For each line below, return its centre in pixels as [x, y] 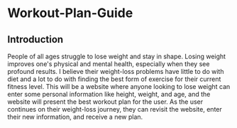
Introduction [35, 39]
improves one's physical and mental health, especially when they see [109, 64]
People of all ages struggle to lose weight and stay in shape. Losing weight [116, 56]
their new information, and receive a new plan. [75, 117]
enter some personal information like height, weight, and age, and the [109, 94]
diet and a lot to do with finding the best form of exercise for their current [114, 79]
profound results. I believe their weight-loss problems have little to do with [116, 71]
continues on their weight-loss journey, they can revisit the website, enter [115, 109]
